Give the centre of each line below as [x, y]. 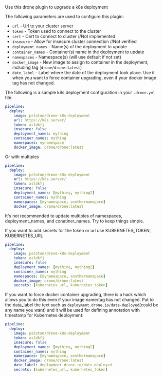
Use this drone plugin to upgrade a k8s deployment [56, 7]
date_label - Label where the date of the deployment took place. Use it [83, 72]
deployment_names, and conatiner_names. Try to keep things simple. [75, 221]
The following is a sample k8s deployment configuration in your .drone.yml [80, 92]
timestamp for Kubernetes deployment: [44, 315]
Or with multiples [22, 157]
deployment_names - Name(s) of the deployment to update [70, 47]
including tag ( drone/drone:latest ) [47, 67]
